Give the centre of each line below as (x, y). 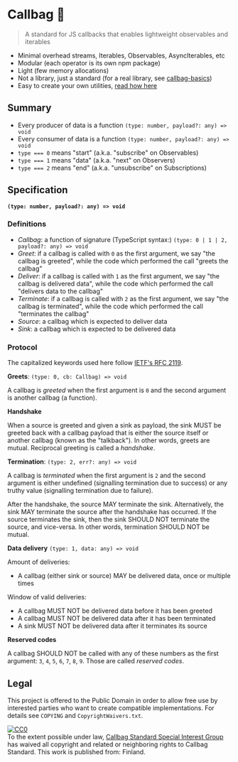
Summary (29, 108)
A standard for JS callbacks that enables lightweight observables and (126, 34)
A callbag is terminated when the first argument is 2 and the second (107, 476)
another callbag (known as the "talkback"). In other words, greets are (109, 440)
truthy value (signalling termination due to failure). (80, 491)
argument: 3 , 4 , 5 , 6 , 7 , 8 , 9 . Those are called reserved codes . (96, 661)
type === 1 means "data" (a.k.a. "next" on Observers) (96, 160)
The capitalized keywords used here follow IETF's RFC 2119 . (95, 363)
